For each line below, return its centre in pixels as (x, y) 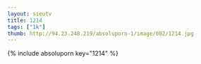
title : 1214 (25, 20)
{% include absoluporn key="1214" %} (63, 53)
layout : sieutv (30, 14)
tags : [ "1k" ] (26, 27)
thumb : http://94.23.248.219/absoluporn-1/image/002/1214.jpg (100, 33)
